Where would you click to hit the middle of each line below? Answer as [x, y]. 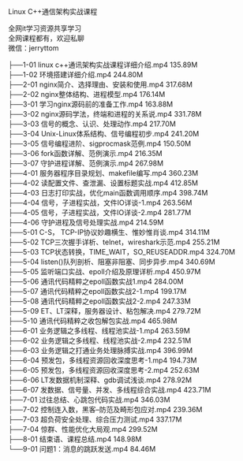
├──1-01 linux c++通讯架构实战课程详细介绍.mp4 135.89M [103, 65]
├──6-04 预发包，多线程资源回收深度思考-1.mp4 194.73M [103, 360]
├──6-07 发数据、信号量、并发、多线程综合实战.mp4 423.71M [110, 390]
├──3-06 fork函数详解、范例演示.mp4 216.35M [86, 153]
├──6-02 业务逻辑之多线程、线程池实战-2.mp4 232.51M [100, 340]
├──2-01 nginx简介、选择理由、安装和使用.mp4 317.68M [101, 84]
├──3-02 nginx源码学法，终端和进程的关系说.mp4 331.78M [105, 114]
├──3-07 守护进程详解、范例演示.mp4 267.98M [86, 163]
